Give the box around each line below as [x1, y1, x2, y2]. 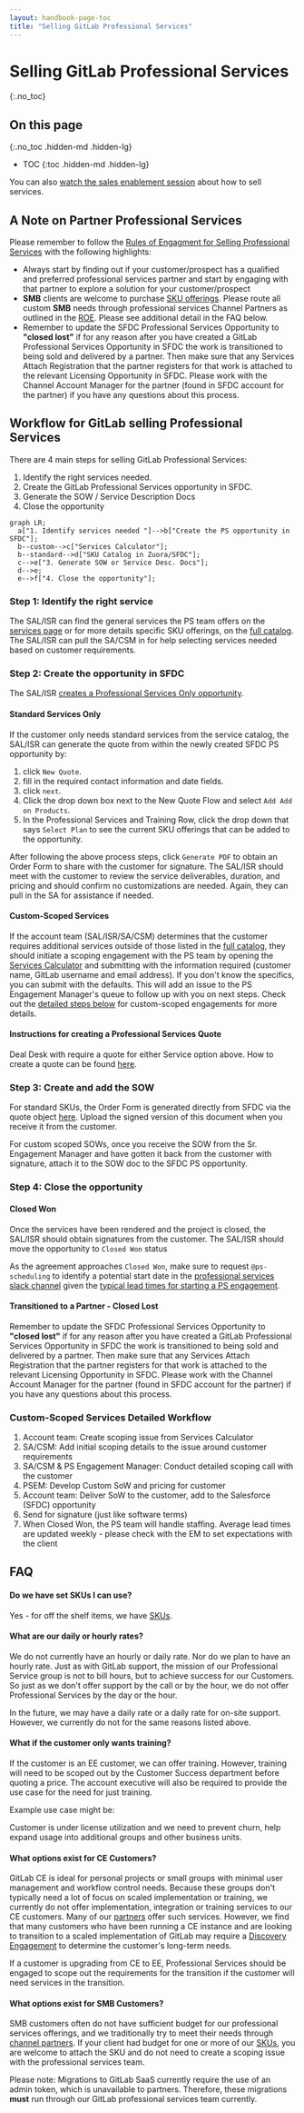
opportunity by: [9, 748, 67, 759]
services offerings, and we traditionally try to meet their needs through [9, 2028, 274, 2038]
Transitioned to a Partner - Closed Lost [9, 1301, 159, 1311]
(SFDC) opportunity [22, 1500, 97, 1510]
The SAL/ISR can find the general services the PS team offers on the [9, 615, 266, 627]
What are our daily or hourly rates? [9, 1630, 143, 1641]
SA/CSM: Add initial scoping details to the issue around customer [22, 1441, 268, 1452]
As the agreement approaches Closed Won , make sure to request [9, 1261, 250, 1271]
